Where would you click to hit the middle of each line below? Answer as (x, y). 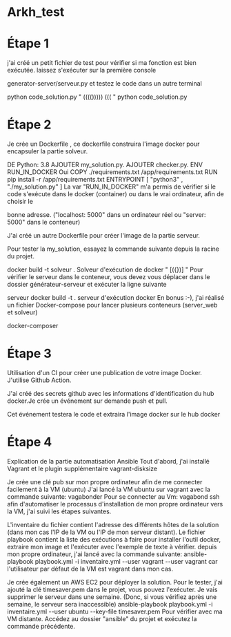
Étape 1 (28, 44)
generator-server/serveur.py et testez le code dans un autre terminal (104, 84)
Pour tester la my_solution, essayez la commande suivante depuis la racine (113, 249)
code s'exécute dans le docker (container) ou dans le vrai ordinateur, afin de (115, 194)
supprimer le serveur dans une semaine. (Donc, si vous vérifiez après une (112, 597)
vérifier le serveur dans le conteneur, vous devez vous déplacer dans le (109, 277)
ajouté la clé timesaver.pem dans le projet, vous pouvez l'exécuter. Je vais (112, 589)
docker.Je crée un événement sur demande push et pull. (87, 401)
